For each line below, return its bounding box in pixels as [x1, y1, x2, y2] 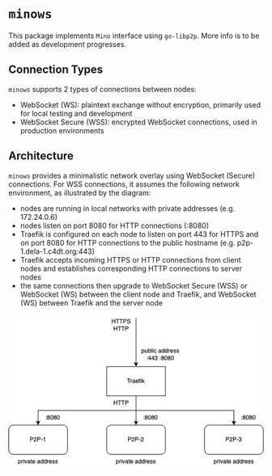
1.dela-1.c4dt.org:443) [19, 246, 96, 256]
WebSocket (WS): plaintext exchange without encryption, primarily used [19, 99, 261, 109]
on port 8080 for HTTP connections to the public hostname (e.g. [19, 238, 236, 247]
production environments [19, 125, 104, 135]
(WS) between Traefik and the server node [19, 297, 164, 307]
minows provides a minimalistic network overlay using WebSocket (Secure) [8, 171, 256, 180]
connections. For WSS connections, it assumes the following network [8, 179, 240, 189]
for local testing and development [19, 108, 133, 118]
